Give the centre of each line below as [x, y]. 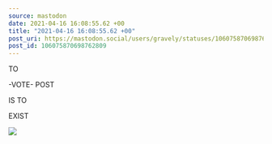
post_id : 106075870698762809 [57, 46]
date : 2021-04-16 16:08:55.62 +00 [67, 23]
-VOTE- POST [32, 85]
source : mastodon [38, 16]
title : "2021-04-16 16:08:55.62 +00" [72, 31]
